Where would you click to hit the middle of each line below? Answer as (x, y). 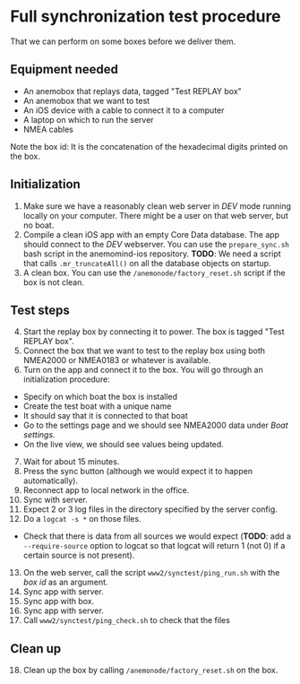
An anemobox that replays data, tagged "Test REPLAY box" (133, 91)
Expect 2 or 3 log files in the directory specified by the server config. (150, 509)
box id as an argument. (65, 582)
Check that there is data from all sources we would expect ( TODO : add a (157, 536)
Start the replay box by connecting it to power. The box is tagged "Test (154, 332)
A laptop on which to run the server (89, 119)
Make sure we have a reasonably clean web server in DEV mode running (157, 206)
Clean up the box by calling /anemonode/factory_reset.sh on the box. (150, 671)
